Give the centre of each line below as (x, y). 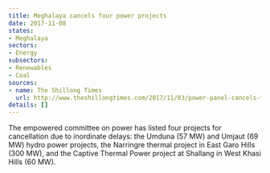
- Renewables (30, 68)
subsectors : (28, 61)
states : (21, 30)
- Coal (19, 75)
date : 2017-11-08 (37, 23)
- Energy (23, 53)
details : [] (28, 105)
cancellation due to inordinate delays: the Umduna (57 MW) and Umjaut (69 (133, 136)
